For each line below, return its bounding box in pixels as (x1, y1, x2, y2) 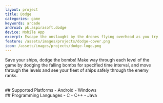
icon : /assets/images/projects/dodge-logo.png (5, 43, 102, 48)
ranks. (5, 72, 18, 78)
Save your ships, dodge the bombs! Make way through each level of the (5, 57, 150, 62)
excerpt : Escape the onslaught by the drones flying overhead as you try (5, 35, 159, 40)
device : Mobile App (5, 30, 45, 35)
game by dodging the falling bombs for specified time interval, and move (5, 62, 151, 68)
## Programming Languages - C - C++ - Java (5, 92, 97, 98)
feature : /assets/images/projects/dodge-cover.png (5, 39, 110, 44)
